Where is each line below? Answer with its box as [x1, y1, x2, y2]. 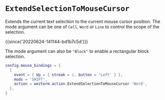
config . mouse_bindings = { [5, 63, 61, 68]
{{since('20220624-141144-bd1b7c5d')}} [5, 39, 88, 45]
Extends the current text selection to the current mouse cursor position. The [5, 18, 161, 24]
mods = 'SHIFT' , [14, 77, 48, 82]
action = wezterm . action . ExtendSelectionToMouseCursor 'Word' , [14, 81, 148, 87]
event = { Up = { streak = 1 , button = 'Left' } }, [14, 72, 123, 77]
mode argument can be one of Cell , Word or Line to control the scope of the [5, 24, 160, 30]
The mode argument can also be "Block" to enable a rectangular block [5, 48, 149, 54]
